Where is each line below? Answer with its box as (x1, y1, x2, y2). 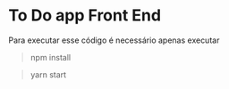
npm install (30, 52, 72, 62)
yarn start (30, 69, 67, 80)
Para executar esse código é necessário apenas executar (8, 35, 220, 45)
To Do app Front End (8, 5, 162, 26)
